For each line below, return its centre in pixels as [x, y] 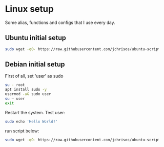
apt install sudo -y [26, 90]
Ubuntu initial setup [36, 38]
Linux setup [29, 9]
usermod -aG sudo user [28, 94]
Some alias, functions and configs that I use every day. [60, 22]
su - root [15, 85]
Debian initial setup [35, 64]
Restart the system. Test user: [35, 112]
